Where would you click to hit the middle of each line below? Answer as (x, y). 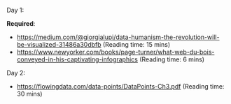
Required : (21, 23)
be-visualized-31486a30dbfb (59, 44)
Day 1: (15, 10)
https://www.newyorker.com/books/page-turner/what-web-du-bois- (115, 52)
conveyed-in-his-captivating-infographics (77, 59)
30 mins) (29, 94)
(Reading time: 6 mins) (171, 59)
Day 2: (16, 73)
